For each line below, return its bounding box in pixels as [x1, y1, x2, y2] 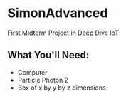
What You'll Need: [7, 49, 90, 61]
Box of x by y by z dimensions [17, 83, 106, 92]
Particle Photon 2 [17, 75, 69, 84]
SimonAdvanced [7, 5, 108, 21]
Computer [17, 68, 48, 76]
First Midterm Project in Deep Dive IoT [7, 28, 120, 37]
